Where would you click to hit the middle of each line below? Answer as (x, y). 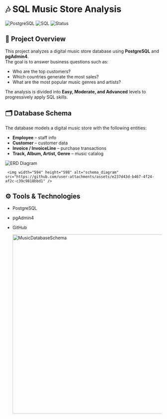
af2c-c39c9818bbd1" (25, 181)
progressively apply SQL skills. (37, 97)
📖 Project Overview (36, 39)
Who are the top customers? (42, 71)
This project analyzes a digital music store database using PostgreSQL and (82, 51)
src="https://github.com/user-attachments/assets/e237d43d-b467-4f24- (80, 177)
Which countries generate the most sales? (56, 76)
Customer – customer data (40, 143)
